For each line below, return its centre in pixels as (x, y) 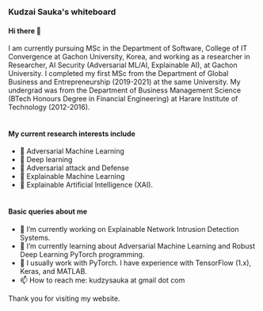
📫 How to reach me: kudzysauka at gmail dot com (102, 280)
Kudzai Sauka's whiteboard (62, 12)
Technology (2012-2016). (49, 107)
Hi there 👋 (25, 31)
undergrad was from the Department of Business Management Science (125, 90)
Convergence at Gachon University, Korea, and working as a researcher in (130, 57)
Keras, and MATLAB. (53, 271)
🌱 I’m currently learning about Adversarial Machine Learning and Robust (137, 246)
